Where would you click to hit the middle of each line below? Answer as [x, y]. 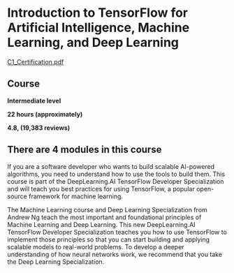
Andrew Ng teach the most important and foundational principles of [104, 217]
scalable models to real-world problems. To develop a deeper [96, 246]
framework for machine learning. [76, 196]
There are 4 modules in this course [85, 150]
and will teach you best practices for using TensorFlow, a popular [101, 189]
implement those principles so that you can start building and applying [109, 239]
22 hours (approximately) [45, 114]
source [17, 196]
